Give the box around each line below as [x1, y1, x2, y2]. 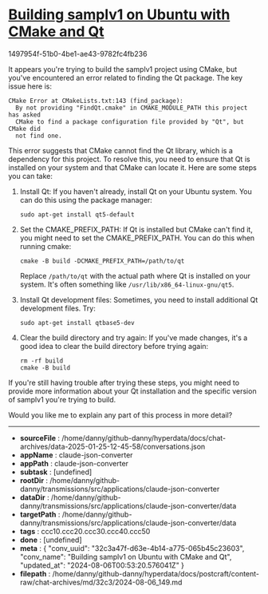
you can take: [8, 171, 53, 180]
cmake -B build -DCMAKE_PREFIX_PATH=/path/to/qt [19, 257, 185, 265]
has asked [8, 110, 41, 119]
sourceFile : [19, 433, 61, 442]
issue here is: [8, 81, 52, 91]
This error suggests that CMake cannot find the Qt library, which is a [8, 145, 234, 155]
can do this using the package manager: [19, 195, 153, 204]
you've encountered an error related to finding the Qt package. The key [8, 73, 243, 82]
